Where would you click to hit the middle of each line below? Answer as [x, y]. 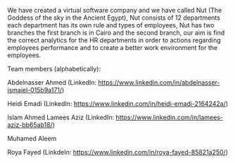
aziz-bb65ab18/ [30, 125]
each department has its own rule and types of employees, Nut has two [111, 25]
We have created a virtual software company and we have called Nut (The [115, 10]
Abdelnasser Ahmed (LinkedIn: [52, 83]
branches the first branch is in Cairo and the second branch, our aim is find [116, 32]
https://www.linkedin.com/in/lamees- [170, 117]
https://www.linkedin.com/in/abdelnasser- [159, 83]
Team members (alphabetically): [54, 69]
